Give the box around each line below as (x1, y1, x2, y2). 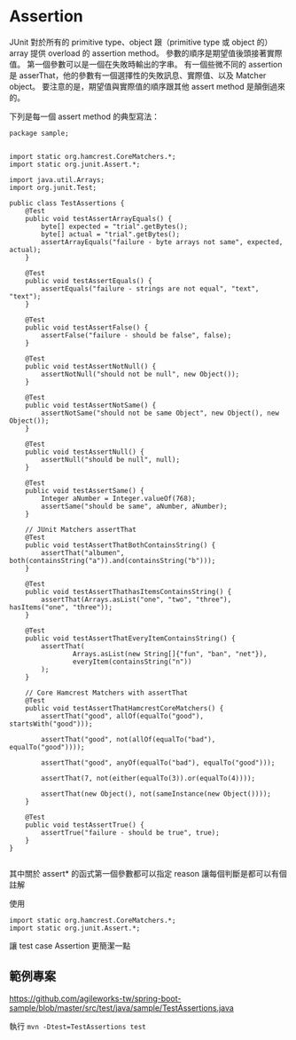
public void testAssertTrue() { (25, 820, 144, 830)
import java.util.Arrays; (9, 175, 105, 184)
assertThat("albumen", (41, 548, 125, 557)
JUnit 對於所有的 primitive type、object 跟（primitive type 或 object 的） (9, 36, 273, 47)
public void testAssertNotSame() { (25, 401, 157, 409)
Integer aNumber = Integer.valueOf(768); (41, 494, 197, 503)
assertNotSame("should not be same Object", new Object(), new (41, 409, 279, 417)
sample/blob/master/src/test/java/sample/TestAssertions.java (9, 1002, 235, 1013)
